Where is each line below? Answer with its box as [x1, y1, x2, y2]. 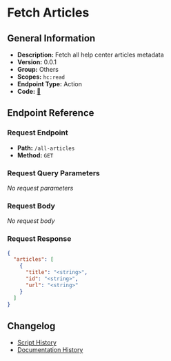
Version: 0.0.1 [17, 58, 57, 66]
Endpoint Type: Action [17, 80, 83, 88]
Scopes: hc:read [17, 72, 66, 81]
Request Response [7, 234, 72, 244]
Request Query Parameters [7, 168, 100, 177]
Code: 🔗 [17, 88, 41, 95]
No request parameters [7, 184, 74, 192]
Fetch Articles [7, 5, 90, 21]
